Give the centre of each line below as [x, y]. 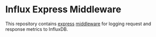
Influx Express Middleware [63, 10]
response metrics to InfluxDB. [37, 29]
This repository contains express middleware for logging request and [78, 24]
